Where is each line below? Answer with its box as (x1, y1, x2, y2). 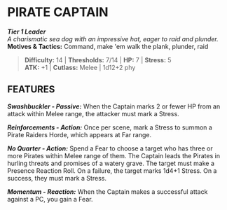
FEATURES (7, 83, 55, 95)
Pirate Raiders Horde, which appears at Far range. (7, 130, 152, 139)
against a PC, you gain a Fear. (7, 195, 93, 203)
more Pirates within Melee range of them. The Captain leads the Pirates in (7, 151, 221, 160)
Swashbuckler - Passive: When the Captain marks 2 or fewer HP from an (7, 102, 221, 111)
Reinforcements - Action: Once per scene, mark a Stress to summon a (7, 123, 212, 132)
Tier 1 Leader (7, 27, 46, 36)
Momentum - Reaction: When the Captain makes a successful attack (7, 187, 208, 196)
